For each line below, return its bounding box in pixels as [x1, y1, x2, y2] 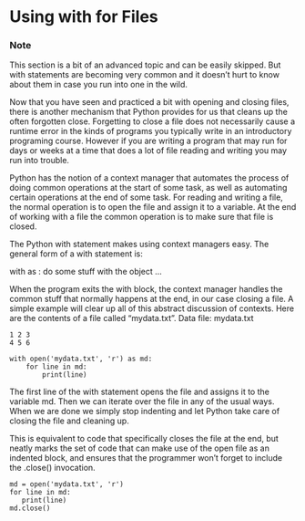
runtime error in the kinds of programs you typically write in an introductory [9, 126, 292, 137]
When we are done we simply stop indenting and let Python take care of [9, 406, 280, 417]
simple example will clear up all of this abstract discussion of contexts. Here [9, 303, 294, 314]
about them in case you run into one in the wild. [9, 79, 188, 90]
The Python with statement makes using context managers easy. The [9, 239, 269, 250]
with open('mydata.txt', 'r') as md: [9, 354, 153, 364]
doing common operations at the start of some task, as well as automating [9, 182, 288, 193]
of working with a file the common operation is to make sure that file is [9, 212, 274, 223]
